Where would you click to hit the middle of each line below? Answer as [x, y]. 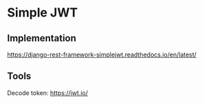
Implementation [42, 38]
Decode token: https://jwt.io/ [47, 93]
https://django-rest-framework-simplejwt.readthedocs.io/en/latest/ [102, 54]
